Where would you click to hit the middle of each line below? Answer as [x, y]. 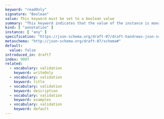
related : [14, 64]
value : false [23, 50]
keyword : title [29, 82]
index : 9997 [17, 59]
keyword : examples [32, 100]
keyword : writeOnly [34, 73]
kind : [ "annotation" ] [29, 28]
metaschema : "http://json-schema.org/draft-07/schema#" [63, 41]
